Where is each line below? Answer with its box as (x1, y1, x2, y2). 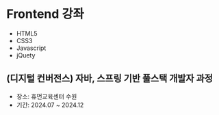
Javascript (16, 44, 47, 52)
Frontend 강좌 (6, 6, 85, 22)
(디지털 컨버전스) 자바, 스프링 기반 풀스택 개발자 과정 (6, 73, 214, 84)
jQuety (16, 51, 36, 59)
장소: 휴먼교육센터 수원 (16, 92, 77, 100)
